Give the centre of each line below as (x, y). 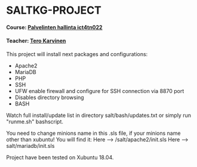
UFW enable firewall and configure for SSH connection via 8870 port (99, 91)
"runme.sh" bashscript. (35, 121)
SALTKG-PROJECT (54, 10)
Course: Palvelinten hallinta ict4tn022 (54, 27)
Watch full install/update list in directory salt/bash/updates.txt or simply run (98, 115)
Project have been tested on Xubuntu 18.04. (60, 157)
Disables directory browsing (50, 97)
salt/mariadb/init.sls (30, 146)
